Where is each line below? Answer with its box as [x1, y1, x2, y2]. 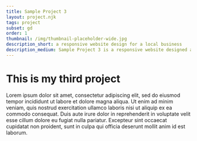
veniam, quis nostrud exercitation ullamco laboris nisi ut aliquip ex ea [6, 104, 172, 111]
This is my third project [6, 72, 121, 85]
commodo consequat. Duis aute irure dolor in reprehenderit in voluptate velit [6, 110, 191, 117]
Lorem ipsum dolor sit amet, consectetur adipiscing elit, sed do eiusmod [6, 92, 181, 99]
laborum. [6, 129, 28, 136]
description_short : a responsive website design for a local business [6, 42, 182, 48]
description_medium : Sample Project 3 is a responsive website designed [6, 47, 188, 53]
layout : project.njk [6, 14, 57, 20]
